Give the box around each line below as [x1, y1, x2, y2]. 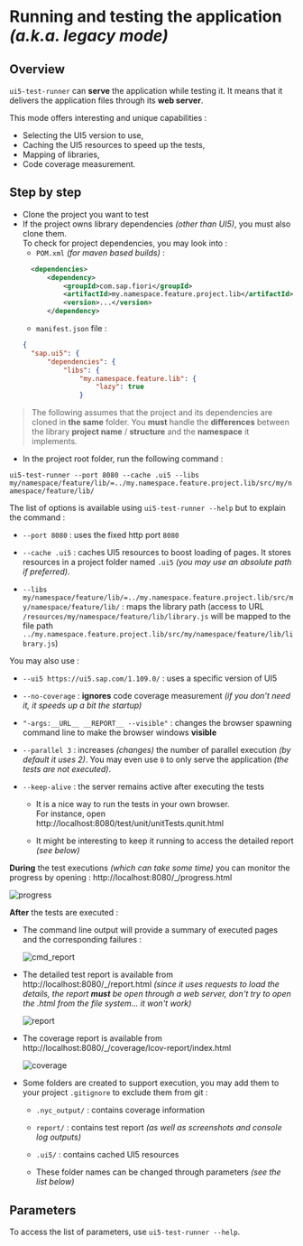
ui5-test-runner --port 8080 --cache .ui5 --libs [9, 471, 200, 480]
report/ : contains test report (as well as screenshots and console [35, 1122, 282, 1133]
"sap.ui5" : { [31, 349, 80, 358]
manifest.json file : [35, 323, 107, 334]
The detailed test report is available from [22, 969, 174, 981]
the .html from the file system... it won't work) [22, 998, 192, 1009]
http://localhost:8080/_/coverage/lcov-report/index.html [22, 1043, 232, 1054]
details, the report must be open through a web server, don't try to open [22, 989, 291, 1000]
